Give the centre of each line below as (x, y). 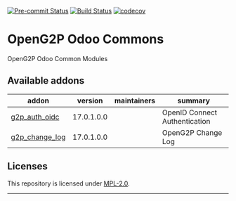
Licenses (27, 166)
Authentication (186, 121)
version (90, 100)
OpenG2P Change (192, 132)
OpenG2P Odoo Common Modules (58, 58)
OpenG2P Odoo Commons (86, 39)
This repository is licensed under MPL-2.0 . (68, 183)
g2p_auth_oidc (35, 117)
